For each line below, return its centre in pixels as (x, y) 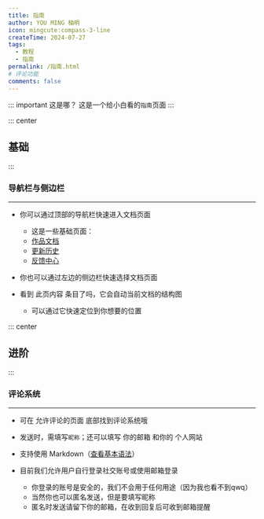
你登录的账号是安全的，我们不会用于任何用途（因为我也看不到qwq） (141, 487)
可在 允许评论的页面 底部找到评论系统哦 (83, 420)
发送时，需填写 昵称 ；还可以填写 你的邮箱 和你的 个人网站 (111, 436)
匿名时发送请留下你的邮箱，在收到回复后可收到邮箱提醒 (121, 506)
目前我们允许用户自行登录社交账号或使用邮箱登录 (99, 470)
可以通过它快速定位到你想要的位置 (86, 311)
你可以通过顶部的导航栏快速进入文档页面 (85, 214)
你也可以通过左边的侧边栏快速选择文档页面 (88, 277)
